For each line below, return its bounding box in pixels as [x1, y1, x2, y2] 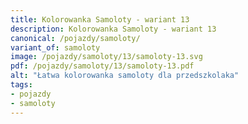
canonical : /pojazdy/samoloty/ [10, 33, 141, 43]
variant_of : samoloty [10, 42, 101, 53]
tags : [10, 80, 33, 90]
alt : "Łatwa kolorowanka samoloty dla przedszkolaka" [10, 71, 240, 81]
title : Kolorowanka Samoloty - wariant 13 [10, 14, 190, 25]
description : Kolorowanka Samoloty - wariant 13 [10, 24, 217, 34]
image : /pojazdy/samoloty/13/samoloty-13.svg [10, 52, 203, 62]
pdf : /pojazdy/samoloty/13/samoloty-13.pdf [10, 61, 195, 71]
